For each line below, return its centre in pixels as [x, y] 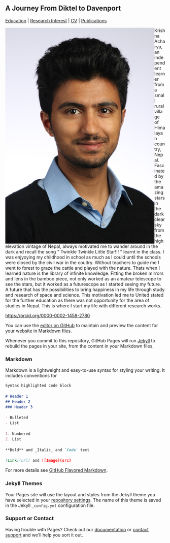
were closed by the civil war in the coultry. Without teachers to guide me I [82, 262]
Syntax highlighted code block [38, 386]
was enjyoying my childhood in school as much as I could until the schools [83, 257]
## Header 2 [18, 402]
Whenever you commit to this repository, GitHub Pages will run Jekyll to [80, 340]
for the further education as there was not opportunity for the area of [77, 300]
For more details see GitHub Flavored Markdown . [57, 470]
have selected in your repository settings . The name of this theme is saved [83, 500]
